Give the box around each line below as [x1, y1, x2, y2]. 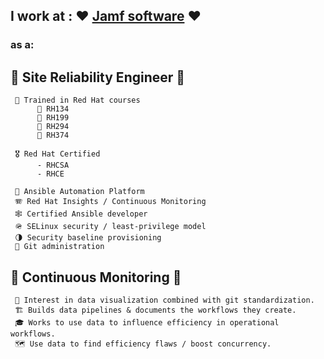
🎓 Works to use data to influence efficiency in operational [14, 317, 280, 328]
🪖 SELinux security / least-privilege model [14, 222, 207, 232]
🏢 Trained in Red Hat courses [14, 95, 141, 106]
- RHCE [36, 169, 65, 179]
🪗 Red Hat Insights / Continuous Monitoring [14, 197, 207, 207]
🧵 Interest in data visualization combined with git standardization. [14, 295, 315, 305]
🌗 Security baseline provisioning [14, 233, 162, 243]
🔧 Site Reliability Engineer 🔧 [10, 69, 186, 86]
